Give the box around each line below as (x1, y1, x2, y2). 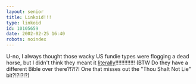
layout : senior (6, 8, 44, 15)
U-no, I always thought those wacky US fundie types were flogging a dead (6, 53, 189, 60)
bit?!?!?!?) (6, 72, 30, 79)
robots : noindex (6, 36, 46, 42)
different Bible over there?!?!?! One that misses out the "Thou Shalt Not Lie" (6, 66, 192, 72)
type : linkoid (6, 20, 42, 26)
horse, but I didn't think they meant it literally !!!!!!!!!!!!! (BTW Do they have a (6, 59, 189, 66)
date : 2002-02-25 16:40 (6, 31, 66, 37)
